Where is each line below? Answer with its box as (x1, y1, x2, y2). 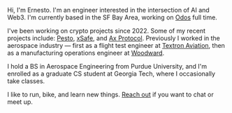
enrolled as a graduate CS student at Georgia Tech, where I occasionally (7, 69, 215, 78)
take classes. (7, 77, 45, 85)
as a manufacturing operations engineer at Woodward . (7, 49, 165, 57)
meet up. (7, 98, 33, 106)
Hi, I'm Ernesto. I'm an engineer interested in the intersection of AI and (7, 6, 210, 14)
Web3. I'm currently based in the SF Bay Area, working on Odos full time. (7, 13, 218, 21)
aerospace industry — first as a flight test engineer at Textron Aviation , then (7, 42, 226, 49)
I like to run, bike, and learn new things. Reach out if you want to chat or (7, 90, 215, 98)
